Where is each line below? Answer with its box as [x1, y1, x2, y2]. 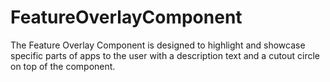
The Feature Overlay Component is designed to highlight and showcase [10, 39, 306, 51]
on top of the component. [10, 60, 116, 72]
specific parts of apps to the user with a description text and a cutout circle [10, 49, 321, 61]
